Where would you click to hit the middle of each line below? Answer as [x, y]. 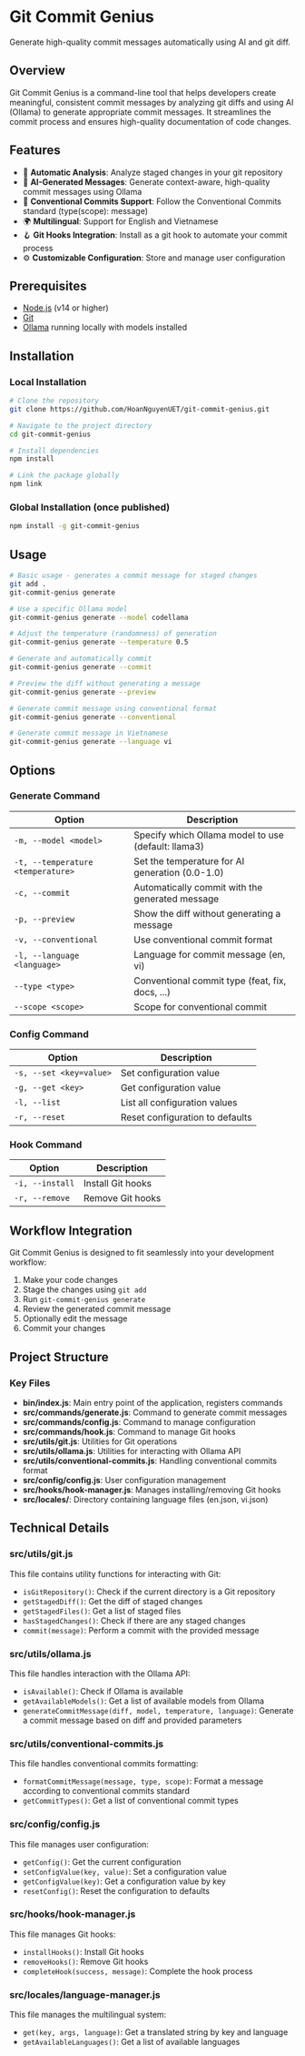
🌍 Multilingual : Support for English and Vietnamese [120, 221]
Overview [38, 71]
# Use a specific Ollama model [69, 609]
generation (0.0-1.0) [179, 872]
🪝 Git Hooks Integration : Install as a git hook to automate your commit [155, 235]
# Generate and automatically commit [81, 659]
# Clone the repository [54, 401]
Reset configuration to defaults [186, 1117]
